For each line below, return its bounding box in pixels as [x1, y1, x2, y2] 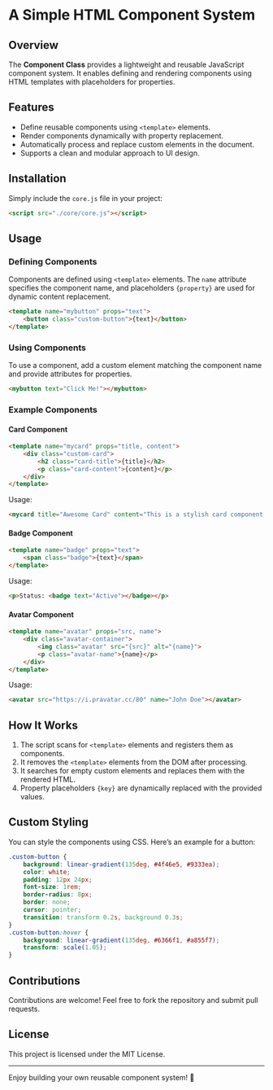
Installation [8, 172, 67, 186]
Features [8, 100, 54, 115]
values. [19, 792, 45, 802]
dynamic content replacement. [8, 291, 111, 302]
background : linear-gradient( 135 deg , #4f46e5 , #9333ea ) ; [23, 860, 220, 869]
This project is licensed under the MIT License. [8, 1048, 166, 1059]
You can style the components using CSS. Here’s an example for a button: [8, 837, 256, 847]
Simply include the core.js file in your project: [8, 193, 162, 203]
